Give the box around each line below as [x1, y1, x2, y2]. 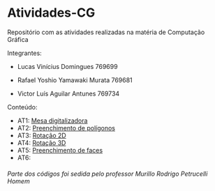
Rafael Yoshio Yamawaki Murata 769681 [17, 75, 133, 84]
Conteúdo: [7, 102, 38, 111]
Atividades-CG [7, 5, 96, 21]
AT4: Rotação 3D [17, 138, 66, 147]
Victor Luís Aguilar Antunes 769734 [17, 89, 120, 98]
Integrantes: [7, 49, 42, 57]
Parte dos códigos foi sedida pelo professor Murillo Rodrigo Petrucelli [7, 169, 208, 178]
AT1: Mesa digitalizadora [17, 116, 88, 125]
